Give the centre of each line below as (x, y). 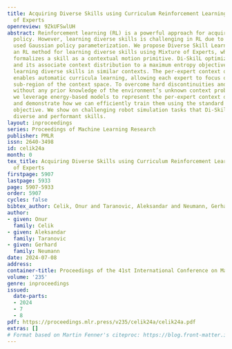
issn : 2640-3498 (30, 142)
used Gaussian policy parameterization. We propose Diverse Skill (111, 46)
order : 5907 (24, 194)
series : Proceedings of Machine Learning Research (81, 129)
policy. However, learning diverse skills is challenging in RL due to (119, 39)
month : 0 (20, 155)
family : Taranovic (40, 238)
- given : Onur (28, 219)
